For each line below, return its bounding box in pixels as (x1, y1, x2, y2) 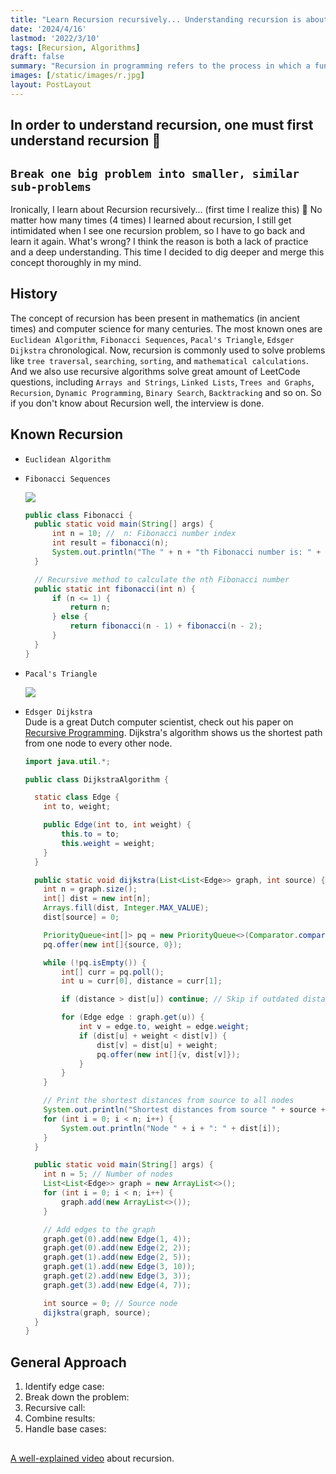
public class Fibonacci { (24, 510, 133, 520)
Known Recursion (10, 426, 124, 443)
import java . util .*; (24, 756, 111, 766)
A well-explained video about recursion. (10, 1452, 175, 1464)
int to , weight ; (43, 802, 111, 812)
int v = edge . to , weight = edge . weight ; (78, 1022, 250, 1032)
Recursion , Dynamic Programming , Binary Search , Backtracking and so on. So (10, 386, 322, 398)
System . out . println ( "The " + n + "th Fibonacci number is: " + (51, 547, 322, 558)
